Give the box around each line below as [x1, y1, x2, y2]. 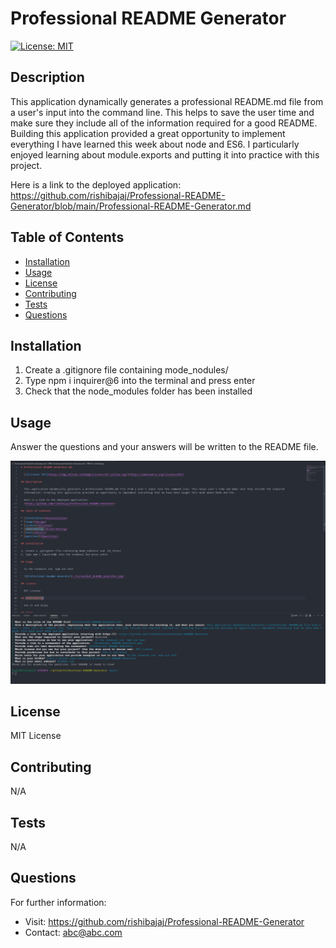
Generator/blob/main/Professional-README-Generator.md [10, 200, 252, 212]
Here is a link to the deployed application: [10, 178, 182, 191]
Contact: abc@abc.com [24, 926, 123, 938]
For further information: [10, 896, 107, 908]
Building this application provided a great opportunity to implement [10, 127, 286, 139]
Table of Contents [10, 229, 125, 246]
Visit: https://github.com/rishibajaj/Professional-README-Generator [24, 915, 305, 927]
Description [10, 69, 85, 86]
